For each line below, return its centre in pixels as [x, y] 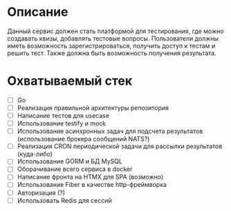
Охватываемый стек [70, 81]
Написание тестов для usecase [63, 115]
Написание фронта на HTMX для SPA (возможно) [90, 177]
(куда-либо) [35, 154]
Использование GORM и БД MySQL [70, 161]
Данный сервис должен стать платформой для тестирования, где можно [115, 31]
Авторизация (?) [41, 192]
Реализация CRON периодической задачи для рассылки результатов [120, 146]
